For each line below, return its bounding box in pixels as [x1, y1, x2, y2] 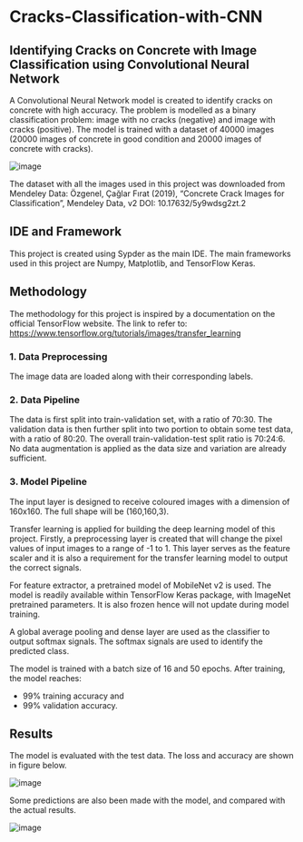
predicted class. [9, 645, 70, 656]
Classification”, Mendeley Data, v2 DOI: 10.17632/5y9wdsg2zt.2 [9, 198, 247, 208]
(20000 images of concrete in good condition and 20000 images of [9, 134, 262, 144]
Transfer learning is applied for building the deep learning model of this [9, 523, 276, 534]
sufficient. [9, 452, 47, 464]
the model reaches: [9, 672, 82, 683]
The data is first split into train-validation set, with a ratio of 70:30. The [9, 414, 273, 425]
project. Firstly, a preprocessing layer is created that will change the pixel [9, 533, 283, 544]
